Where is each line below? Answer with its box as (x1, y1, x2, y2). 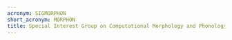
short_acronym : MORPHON (7, 16, 76, 23)
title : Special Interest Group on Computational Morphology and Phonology (7, 22, 227, 29)
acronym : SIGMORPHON (7, 9, 67, 17)
